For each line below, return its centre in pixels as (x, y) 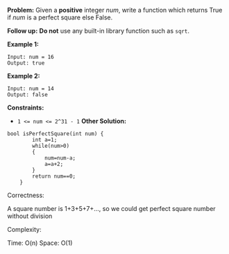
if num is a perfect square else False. (60, 17)
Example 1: (23, 44)
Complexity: (24, 229)
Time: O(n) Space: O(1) (40, 243)
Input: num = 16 (31, 57)
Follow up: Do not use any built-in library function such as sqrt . (98, 31)
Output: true (26, 63)
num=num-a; (60, 158)
